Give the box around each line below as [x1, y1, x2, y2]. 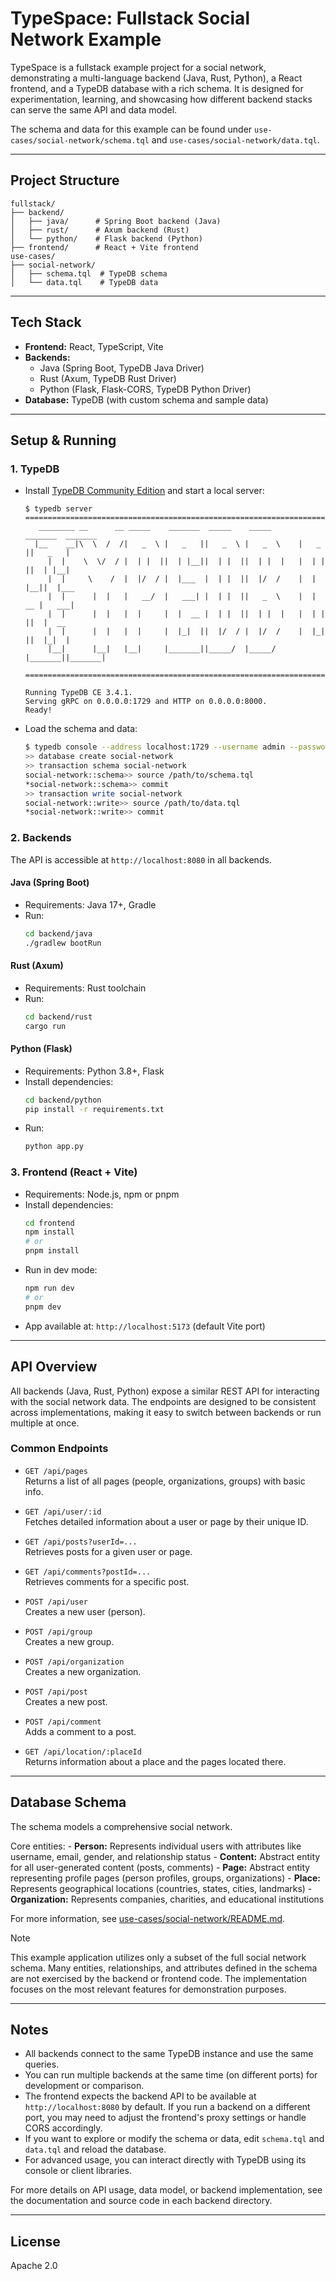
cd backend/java [24, 928, 93, 939]
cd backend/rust [24, 1012, 93, 1022]
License [10, 2233, 61, 2250]
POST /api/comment [24, 1717, 102, 1727]
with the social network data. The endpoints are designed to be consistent [10, 1395, 317, 1407]
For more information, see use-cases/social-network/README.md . [10, 1912, 286, 1924]
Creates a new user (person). [24, 1605, 146, 1617]
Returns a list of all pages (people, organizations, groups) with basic [24, 1475, 306, 1487]
